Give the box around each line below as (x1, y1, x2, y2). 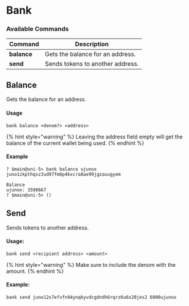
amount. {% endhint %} (6, 267, 64, 275)
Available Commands (6, 25, 70, 33)
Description (75, 40, 109, 48)
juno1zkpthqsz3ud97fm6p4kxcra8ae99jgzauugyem (6, 171, 121, 177)
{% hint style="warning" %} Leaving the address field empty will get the (6, 133, 183, 140)
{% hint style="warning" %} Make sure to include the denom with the (6, 261, 176, 268)
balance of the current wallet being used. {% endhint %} (6, 139, 144, 146)
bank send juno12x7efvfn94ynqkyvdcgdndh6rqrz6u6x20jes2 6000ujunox (6, 294, 177, 300)
